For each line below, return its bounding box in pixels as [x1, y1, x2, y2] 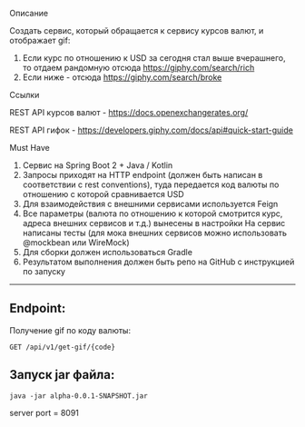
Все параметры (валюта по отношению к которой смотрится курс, [22, 208, 283, 219]
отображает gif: [9, 35, 71, 45]
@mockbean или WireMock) [22, 237, 130, 248]
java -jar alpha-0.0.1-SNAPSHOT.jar [9, 391, 148, 401]
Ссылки [9, 90, 40, 100]
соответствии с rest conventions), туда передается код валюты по [22, 179, 280, 190]
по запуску [22, 266, 66, 276]
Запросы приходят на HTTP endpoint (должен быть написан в [22, 170, 263, 180]
